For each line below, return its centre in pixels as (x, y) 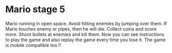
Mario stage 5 (35, 9)
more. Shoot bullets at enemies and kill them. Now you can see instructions (85, 34)
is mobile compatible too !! (33, 45)
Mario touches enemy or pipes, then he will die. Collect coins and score (81, 29)
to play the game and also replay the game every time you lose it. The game (85, 40)
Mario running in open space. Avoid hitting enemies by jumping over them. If (86, 23)
